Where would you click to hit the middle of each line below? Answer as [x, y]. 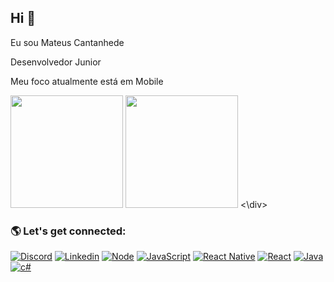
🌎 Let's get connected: [68, 231]
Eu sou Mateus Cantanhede [67, 42]
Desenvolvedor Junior [56, 62]
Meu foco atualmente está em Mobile [87, 81]
